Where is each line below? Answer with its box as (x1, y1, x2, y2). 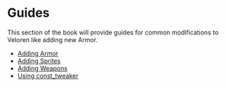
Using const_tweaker (17, 72, 79, 80)
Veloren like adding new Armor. (7, 35, 98, 43)
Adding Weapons (17, 64, 68, 72)
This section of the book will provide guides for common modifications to (7, 28, 219, 36)
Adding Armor (17, 49, 58, 58)
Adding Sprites (17, 56, 61, 65)
